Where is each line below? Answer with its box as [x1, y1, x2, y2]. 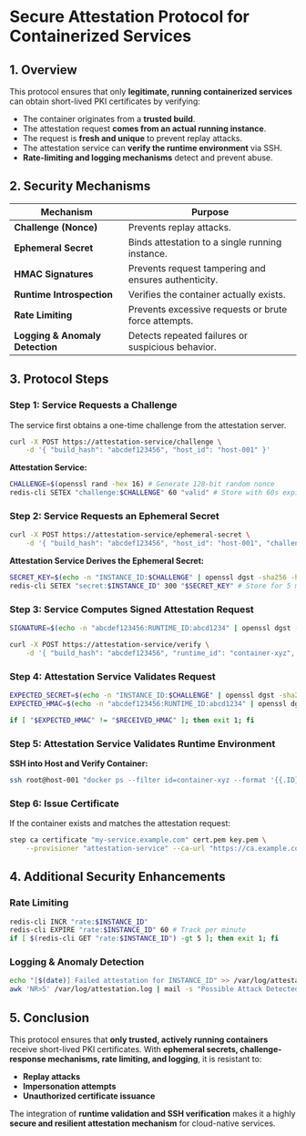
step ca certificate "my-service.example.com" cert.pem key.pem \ [9, 835, 267, 844]
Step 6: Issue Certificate [9, 797, 120, 810]
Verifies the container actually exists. [127, 288, 286, 301]
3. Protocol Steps [9, 372, 109, 387]
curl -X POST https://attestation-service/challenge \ [9, 437, 222, 446]
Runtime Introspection [14, 288, 114, 301]
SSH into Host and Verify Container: [9, 758, 148, 769]
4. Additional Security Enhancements [9, 869, 226, 885]
